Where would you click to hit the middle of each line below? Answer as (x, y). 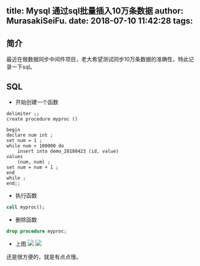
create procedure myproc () (42, 119)
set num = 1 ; (24, 141)
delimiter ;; (23, 114)
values (15, 157)
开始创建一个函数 (37, 102)
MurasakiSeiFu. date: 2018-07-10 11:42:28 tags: (100, 21)
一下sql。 (23, 67)
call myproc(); (26, 207)
